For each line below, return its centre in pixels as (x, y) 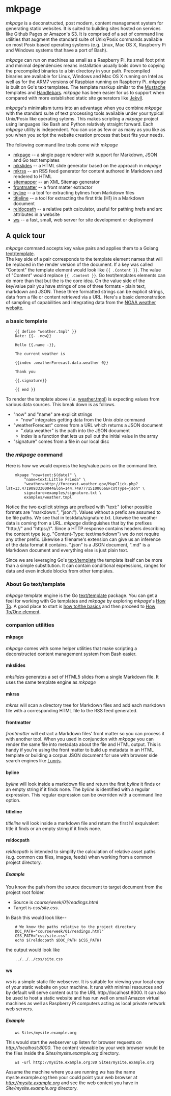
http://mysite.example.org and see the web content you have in (72, 1083)
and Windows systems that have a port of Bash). (57, 50)
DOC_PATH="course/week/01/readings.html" (59, 931)
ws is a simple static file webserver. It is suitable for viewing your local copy (85, 982)
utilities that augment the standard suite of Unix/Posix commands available (84, 39)
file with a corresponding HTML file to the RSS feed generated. (72, 711)
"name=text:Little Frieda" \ (55, 480)
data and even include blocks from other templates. (60, 571)
